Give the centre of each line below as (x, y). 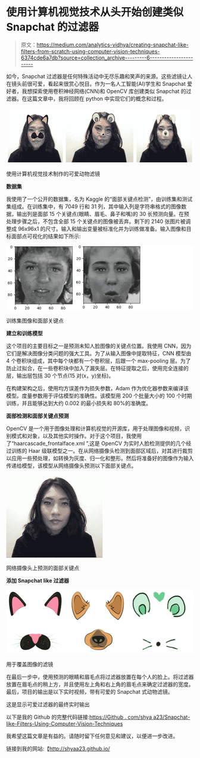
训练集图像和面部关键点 (35, 320)
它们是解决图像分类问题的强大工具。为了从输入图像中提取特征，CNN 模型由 (99, 353)
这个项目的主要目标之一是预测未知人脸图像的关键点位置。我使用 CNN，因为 (99, 346)
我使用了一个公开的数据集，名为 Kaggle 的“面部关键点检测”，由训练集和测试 (99, 199)
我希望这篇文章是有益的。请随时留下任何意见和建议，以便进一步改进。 (92, 736)
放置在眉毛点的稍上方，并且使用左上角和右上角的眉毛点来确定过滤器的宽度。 (100, 684)
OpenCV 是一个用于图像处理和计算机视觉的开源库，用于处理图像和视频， (96, 428)
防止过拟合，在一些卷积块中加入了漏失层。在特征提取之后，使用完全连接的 (97, 368)
